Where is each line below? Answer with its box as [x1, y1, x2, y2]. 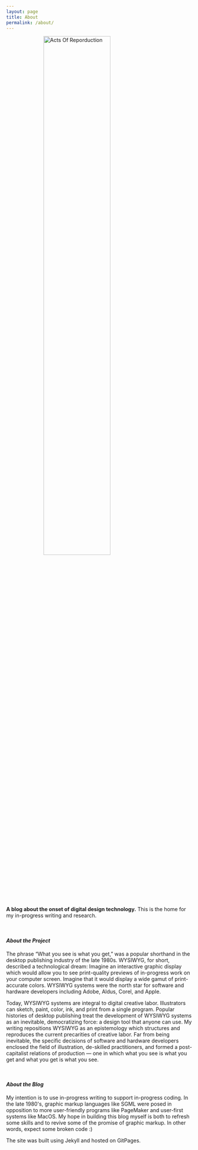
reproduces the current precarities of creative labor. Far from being [6, 1031, 170, 1038]
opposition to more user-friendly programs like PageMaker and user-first [6, 1106, 183, 1113]
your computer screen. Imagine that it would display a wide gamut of [6, 975, 174, 982]
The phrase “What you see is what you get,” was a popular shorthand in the [6, 950, 190, 957]
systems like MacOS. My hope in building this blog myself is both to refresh [6, 1113, 190, 1120]
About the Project [6, 937, 50, 944]
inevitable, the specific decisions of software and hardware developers [6, 1037, 179, 1044]
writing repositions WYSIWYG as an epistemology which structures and [6, 1024, 180, 1032]
